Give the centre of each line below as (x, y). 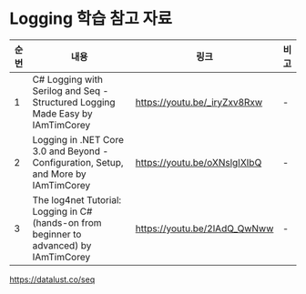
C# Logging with (67, 79)
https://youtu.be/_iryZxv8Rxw (199, 102)
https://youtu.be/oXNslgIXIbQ (199, 162)
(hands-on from (67, 222)
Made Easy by (62, 113)
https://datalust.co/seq (52, 279)
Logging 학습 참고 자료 (91, 19)
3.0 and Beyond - (71, 151)
